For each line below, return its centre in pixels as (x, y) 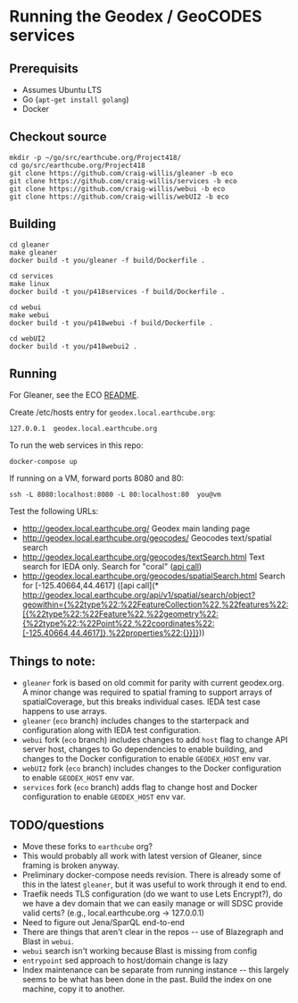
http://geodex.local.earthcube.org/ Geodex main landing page (136, 528)
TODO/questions (57, 825)
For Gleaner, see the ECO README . (74, 395)
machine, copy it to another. (74, 989)
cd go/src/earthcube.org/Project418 (77, 165)
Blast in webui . (48, 941)
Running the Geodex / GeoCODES (136, 17)
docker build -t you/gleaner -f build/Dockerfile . (107, 260)
